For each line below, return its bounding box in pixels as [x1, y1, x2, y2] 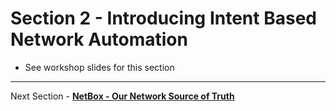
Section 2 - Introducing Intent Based [10, 7, 317, 30]
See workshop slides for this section [24, 61, 175, 73]
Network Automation [10, 28, 188, 51]
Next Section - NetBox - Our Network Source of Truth [10, 90, 235, 102]
